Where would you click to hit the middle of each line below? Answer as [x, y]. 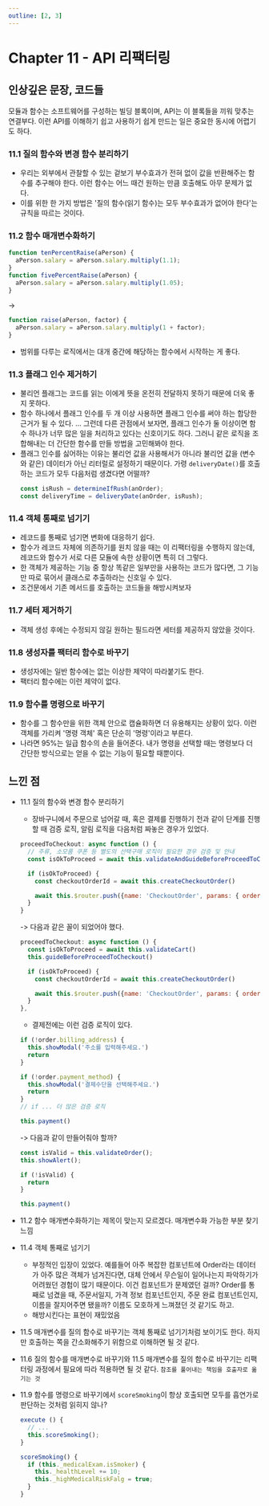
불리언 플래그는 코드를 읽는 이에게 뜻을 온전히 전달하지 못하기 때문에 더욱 [133, 394]
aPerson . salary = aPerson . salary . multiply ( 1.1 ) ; [98, 261]
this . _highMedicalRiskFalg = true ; [94, 1479]
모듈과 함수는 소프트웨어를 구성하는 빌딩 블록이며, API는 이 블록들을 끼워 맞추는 [131, 111]
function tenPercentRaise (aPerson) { [71, 253]
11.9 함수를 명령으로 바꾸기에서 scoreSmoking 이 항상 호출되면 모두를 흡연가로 [139, 1395]
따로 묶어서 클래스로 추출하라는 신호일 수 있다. [100, 578]
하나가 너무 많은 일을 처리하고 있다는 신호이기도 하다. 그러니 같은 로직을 [139, 434]
